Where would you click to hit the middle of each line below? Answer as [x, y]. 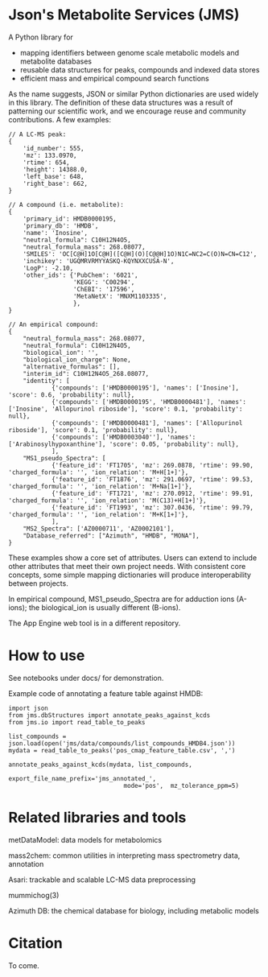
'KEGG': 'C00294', [104, 282]
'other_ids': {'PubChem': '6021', [80, 275]
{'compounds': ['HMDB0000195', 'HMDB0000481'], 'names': [149, 402]
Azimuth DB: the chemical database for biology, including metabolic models [134, 910]
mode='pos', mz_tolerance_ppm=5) [181, 785]
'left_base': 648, [54, 176]
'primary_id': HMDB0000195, [70, 219]
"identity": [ [46, 381]
